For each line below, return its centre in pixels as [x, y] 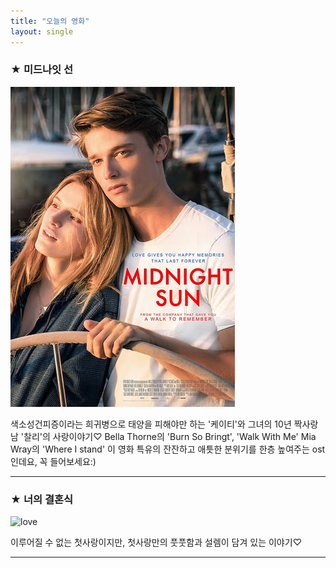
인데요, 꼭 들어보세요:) [53, 461]
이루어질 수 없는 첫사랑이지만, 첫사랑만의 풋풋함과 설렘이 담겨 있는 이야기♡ [156, 542]
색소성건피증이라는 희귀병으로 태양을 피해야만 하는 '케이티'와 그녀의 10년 [151, 424]
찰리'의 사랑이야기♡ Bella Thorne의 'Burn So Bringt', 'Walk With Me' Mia [170, 436]
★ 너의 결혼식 [42, 499]
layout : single [42, 31]
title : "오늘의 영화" [50, 21]
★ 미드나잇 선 [42, 70]
